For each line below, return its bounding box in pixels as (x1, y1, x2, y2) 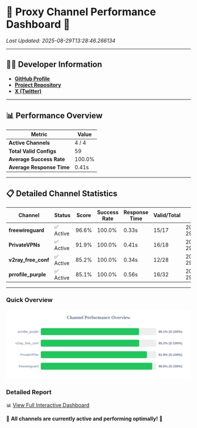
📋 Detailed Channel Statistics (6, 189, 118, 198)
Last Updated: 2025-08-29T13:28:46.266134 (6, 37, 116, 44)
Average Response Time (8, 164, 70, 171)
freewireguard (8, 227, 45, 234)
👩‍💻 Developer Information (6, 60, 103, 70)
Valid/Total (153, 212, 181, 219)
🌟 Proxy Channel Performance (6, 5, 157, 19)
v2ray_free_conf (8, 256, 50, 263)
